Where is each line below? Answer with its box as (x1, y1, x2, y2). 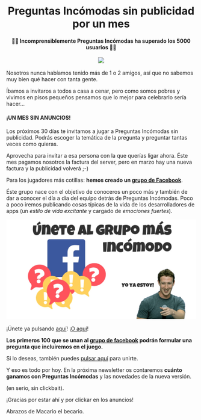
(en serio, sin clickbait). (6, 384, 64, 392)
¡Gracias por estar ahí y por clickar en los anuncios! (6, 396, 134, 403)
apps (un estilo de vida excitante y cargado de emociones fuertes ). (6, 207, 173, 214)
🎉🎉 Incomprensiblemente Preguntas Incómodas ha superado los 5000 (11, 37, 191, 45)
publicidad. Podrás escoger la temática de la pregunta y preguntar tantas (6, 134, 188, 141)
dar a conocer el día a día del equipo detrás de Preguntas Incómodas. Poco (6, 194, 194, 202)
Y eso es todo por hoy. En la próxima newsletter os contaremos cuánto (6, 366, 182, 374)
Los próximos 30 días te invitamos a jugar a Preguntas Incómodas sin (6, 128, 179, 135)
